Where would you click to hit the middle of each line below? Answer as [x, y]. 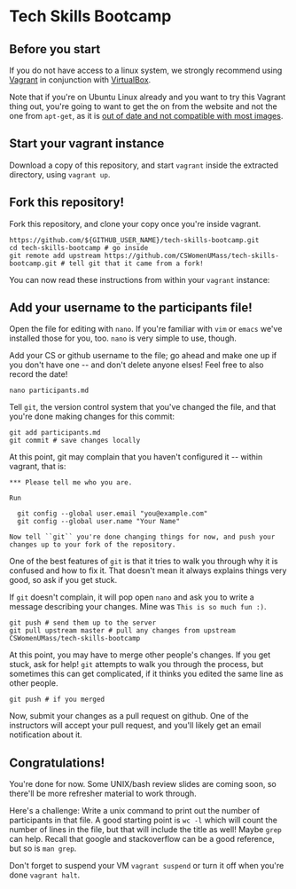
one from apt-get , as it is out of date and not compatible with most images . [146, 116]
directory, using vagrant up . [60, 174]
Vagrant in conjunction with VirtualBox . [80, 80]
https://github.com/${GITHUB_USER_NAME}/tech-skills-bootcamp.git [134, 240]
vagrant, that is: [38, 467]
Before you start [55, 49]
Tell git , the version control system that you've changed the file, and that [143, 407]
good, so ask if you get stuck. [63, 580]
